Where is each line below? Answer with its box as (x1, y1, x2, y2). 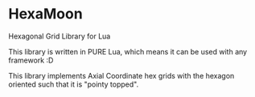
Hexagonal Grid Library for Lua (8, 31, 111, 41)
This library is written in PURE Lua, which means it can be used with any (8, 46, 248, 56)
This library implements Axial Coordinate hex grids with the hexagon (8, 71, 235, 80)
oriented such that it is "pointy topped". (8, 79, 139, 89)
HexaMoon (8, 5, 83, 23)
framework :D (8, 55, 54, 65)
